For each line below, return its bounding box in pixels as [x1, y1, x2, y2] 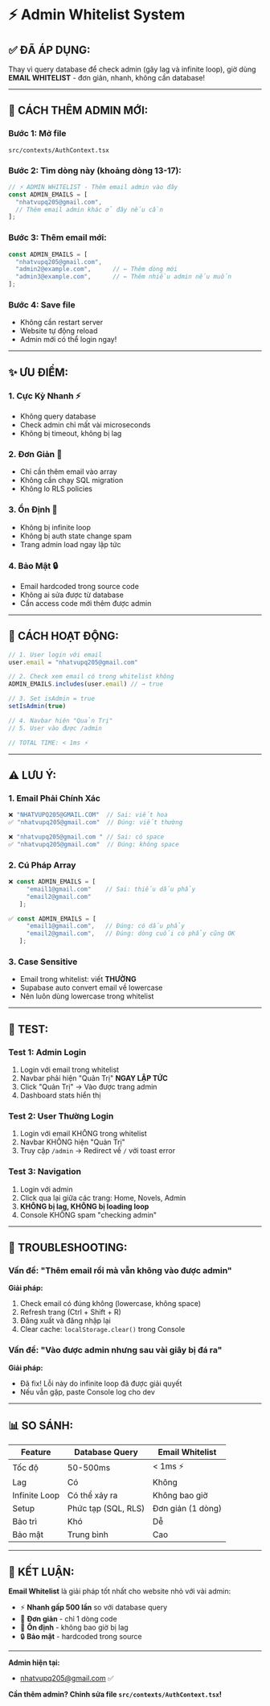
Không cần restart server [19, 318, 104, 328]
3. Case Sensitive [8, 956, 78, 967]
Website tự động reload [19, 326, 98, 336]
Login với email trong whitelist [19, 1065, 119, 1074]
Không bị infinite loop [19, 522, 91, 532]
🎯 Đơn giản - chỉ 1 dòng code [19, 1614, 118, 1624]
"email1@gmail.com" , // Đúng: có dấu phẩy [26, 922, 185, 930]
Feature [21, 1447, 51, 1458]
